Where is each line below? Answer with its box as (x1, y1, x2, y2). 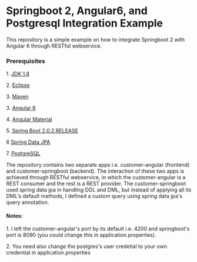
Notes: (6, 212, 24, 219)
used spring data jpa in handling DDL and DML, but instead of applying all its (6, 186, 192, 193)
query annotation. (6, 199, 49, 206)
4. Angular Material (6, 116, 52, 123)
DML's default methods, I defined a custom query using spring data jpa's (6, 193, 183, 200)
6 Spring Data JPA (6, 139, 51, 146)
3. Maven (6, 93, 29, 100)
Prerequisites (6, 57, 45, 65)
